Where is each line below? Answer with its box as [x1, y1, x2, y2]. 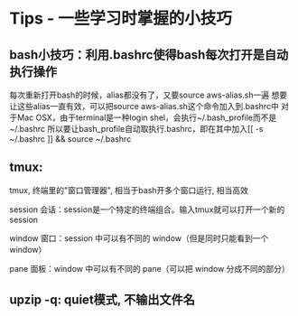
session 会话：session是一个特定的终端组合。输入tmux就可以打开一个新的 [9, 204, 285, 215]
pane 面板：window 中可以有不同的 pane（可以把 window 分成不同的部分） [9, 263, 291, 274]
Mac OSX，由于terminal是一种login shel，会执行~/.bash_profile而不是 [16, 112, 277, 123]
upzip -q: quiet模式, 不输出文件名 [9, 293, 196, 308]
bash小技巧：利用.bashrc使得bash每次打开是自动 [9, 47, 289, 62]
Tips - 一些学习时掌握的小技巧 [9, 8, 232, 29]
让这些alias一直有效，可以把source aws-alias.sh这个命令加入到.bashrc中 [9, 101, 280, 111]
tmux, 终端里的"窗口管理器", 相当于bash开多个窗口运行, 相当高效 [9, 184, 248, 195]
